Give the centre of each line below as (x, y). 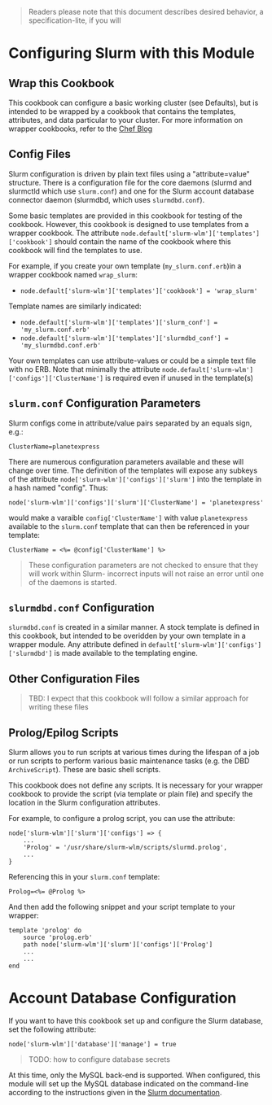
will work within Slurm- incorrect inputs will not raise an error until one (146, 574)
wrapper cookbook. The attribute (64, 233)
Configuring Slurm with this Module (132, 53)
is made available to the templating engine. (126, 653)
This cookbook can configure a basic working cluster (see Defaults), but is (134, 103)
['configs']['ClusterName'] (56, 378)
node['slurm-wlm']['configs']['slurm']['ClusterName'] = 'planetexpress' (136, 502)
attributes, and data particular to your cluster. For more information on (125, 120)
